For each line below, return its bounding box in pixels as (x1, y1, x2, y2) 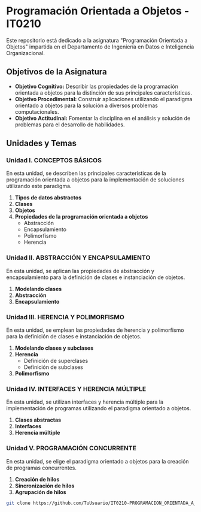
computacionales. (14, 108, 59, 115)
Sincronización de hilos (14, 482, 75, 489)
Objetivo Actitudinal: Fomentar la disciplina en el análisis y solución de (14, 114, 191, 122)
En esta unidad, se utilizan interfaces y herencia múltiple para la (6, 398, 163, 405)
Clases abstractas (14, 416, 62, 423)
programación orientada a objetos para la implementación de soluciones (6, 176, 185, 183)
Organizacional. (6, 49, 45, 56)
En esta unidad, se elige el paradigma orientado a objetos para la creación (6, 458, 190, 465)
